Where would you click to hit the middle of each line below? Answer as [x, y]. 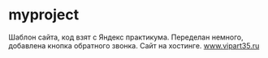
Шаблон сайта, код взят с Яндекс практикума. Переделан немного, [126, 37]
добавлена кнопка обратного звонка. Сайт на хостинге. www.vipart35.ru [134, 45]
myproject [44, 15]
